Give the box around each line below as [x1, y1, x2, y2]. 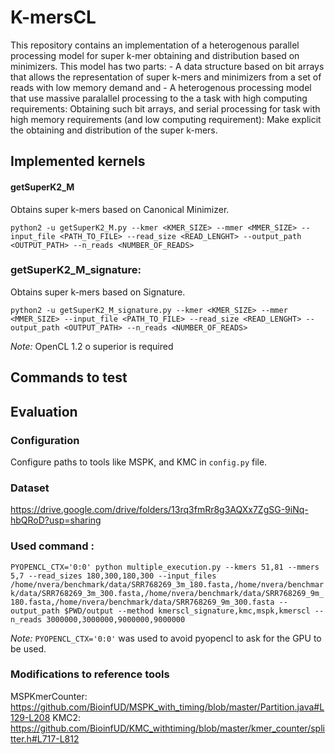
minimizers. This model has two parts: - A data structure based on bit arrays [10, 60, 325, 72]
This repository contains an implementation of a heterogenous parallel [10, 39, 300, 51]
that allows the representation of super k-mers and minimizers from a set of [10, 71, 322, 83]
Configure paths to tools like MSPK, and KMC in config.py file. [10, 456, 268, 468]
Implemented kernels [10, 153, 146, 170]
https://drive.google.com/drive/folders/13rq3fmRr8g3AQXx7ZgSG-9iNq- [10, 504, 309, 516]
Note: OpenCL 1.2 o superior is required [10, 340, 174, 352]
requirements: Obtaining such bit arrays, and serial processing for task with [10, 102, 321, 115]
